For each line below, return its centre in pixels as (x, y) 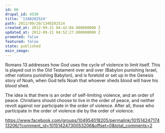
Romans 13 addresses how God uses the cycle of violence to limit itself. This (83, 65)
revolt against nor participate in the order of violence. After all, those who (80, 106)
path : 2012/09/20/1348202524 (35, 23)
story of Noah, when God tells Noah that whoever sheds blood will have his (82, 80)
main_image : (17, 51)
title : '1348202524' (26, 19)
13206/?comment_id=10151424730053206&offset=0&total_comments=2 (79, 125)
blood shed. (17, 85)
